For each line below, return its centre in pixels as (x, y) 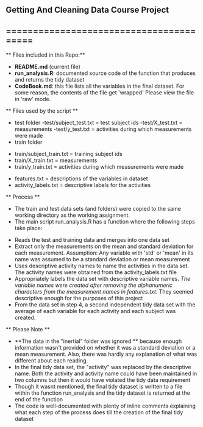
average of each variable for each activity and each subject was (95, 311)
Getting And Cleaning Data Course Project (87, 10)
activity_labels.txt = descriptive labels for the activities (83, 185)
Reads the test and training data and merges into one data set (92, 240)
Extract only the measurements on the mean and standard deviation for (104, 247)
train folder (28, 142)
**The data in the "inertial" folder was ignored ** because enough (98, 341)
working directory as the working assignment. (72, 215)
